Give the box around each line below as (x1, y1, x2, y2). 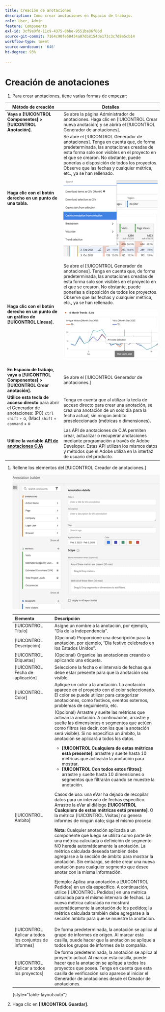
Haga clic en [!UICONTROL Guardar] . (12, 1001, 88, 1007)
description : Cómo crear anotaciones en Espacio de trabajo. (5, 13, 133, 18)
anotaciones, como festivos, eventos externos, (54, 697, 149, 703)
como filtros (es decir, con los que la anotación (54, 725, 149, 731)
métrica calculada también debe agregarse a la (54, 910, 150, 916)
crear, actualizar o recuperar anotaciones (63, 432, 147, 439)
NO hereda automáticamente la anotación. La (54, 843, 146, 849)
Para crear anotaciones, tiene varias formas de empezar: (12, 93, 128, 99)
